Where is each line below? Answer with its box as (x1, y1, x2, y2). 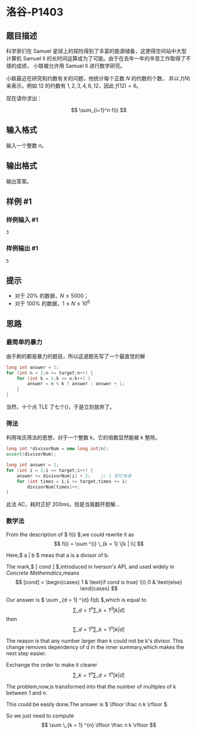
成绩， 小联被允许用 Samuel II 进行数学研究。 (16, 63, 126, 69)
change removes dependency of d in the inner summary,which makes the (6, 643, 185, 650)
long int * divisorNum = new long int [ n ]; (6, 446, 109, 452)
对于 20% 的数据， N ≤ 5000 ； (14, 292, 89, 299)
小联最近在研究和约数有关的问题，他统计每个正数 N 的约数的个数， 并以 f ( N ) (6, 75, 191, 81)
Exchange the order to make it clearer (6, 661, 98, 668)
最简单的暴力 (6, 338, 43, 346)
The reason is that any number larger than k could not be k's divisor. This (6, 637, 183, 644)
